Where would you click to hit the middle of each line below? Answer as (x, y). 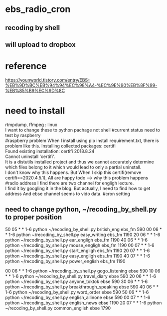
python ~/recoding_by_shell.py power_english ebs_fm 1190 (65, 261)
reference (26, 66)
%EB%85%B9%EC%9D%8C (35, 90)
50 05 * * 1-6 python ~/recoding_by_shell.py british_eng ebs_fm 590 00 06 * (83, 229)
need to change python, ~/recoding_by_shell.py (81, 209)
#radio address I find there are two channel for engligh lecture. (70, 183)
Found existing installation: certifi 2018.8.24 (50, 151)
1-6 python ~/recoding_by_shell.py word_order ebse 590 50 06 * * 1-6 (77, 292)
